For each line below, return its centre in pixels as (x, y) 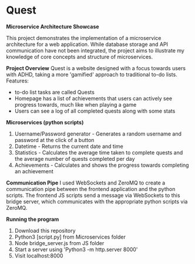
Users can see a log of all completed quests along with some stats (95, 111)
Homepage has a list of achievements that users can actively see (93, 98)
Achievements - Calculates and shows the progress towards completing (102, 165)
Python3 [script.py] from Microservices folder (70, 237)
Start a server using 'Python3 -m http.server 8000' (76, 249)
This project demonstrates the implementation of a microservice (84, 38)
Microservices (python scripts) (45, 122)
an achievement (34, 171)
